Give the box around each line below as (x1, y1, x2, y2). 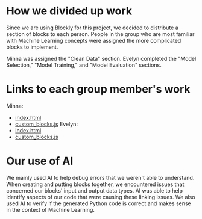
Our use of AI (6, 155, 74, 168)
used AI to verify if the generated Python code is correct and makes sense (6, 200, 191, 207)
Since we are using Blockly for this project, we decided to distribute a (6, 24, 179, 31)
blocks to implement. (6, 43, 58, 51)
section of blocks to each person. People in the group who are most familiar (6, 30, 195, 37)
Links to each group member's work (6, 82, 191, 96)
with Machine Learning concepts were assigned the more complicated (6, 37, 181, 44)
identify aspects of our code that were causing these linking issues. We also (6, 193, 195, 200)
